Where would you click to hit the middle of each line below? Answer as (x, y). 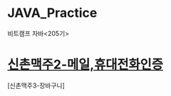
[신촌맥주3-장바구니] (36, 85)
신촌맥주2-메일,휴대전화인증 (85, 65)
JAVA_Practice (52, 13)
